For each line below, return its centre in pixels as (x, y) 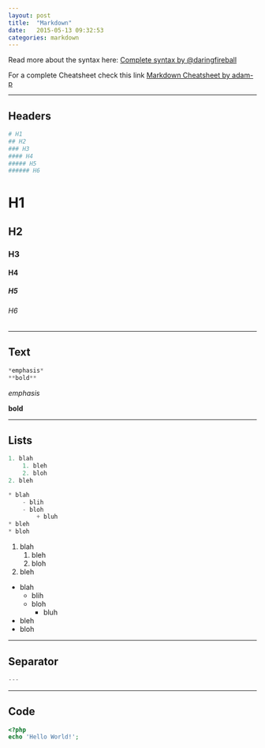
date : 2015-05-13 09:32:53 (56, 30)
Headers (30, 116)
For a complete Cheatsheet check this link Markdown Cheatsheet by (119, 75)
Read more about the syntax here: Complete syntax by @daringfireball (123, 60)
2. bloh (35, 474)
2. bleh (21, 480)
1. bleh (35, 466)
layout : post (30, 15)
